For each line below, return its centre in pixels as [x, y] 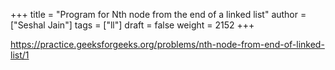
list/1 [20, 55]
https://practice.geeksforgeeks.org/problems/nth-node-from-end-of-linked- [167, 44]
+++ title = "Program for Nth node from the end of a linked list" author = [158, 14]
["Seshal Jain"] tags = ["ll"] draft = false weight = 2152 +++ [132, 25]
